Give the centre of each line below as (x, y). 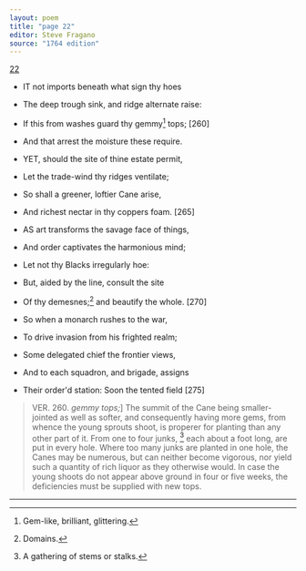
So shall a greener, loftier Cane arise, (92, 194)
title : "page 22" (42, 26)
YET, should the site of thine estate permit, (103, 158)
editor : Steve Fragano (52, 35)
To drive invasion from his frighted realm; (100, 337)
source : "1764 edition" (55, 43)
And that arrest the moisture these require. (102, 141)
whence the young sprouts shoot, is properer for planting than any (156, 427)
